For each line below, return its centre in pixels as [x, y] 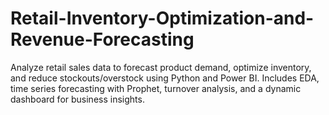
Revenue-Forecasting [102, 39]
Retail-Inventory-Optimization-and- [162, 18]
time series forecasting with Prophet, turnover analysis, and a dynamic [156, 88]
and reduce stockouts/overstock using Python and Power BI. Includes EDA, [165, 78]
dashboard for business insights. [77, 99]
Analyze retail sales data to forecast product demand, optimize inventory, [161, 67]
